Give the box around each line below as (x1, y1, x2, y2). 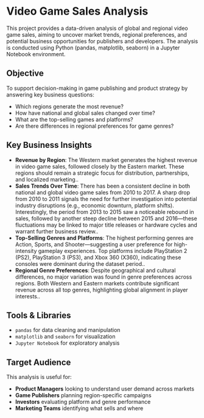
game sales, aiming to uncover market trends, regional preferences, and (6, 31, 188, 38)
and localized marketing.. (15, 175, 79, 183)
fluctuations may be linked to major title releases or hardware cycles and (15, 221, 198, 229)
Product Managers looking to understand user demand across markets (15, 385, 195, 392)
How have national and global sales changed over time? (15, 109, 155, 117)
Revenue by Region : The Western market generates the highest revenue (15, 156, 198, 163)
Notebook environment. (6, 50, 66, 57)
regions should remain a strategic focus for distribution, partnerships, (15, 169, 190, 177)
